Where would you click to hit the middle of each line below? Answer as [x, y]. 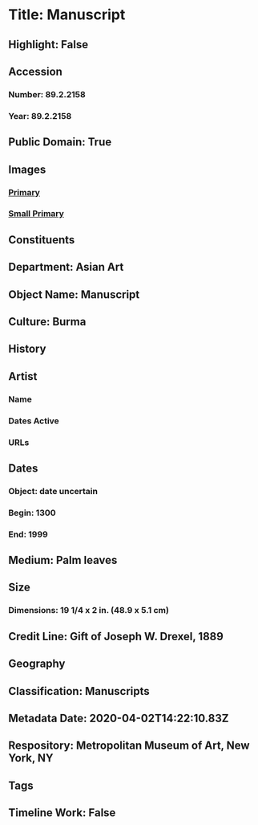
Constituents [42, 240]
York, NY [31, 758]
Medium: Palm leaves [63, 560]
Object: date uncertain [53, 491]
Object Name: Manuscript [74, 294]
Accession [35, 71]
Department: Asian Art [66, 267]
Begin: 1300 [32, 513]
